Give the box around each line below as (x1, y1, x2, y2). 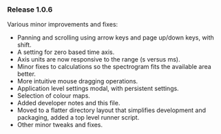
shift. (17, 41, 32, 49)
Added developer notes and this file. (17, 99, 120, 107)
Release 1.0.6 (7, 5, 53, 14)
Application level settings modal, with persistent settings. (17, 84, 179, 93)
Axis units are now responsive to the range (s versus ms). (17, 55, 180, 64)
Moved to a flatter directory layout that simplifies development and (17, 106, 207, 114)
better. (17, 70, 36, 78)
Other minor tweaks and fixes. (17, 121, 103, 129)
